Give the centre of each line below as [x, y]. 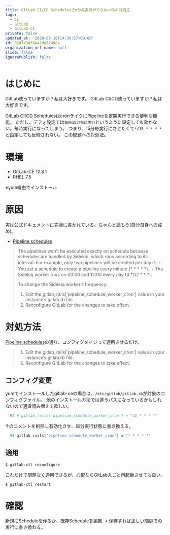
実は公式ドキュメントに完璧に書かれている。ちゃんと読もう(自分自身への [82, 225]
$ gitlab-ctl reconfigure [32, 465]
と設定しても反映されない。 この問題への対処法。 [57, 135]
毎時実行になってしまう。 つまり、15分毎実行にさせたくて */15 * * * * [88, 129]
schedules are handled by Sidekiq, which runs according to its [83, 257]
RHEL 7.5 [22, 177]
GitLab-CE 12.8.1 [30, 172]
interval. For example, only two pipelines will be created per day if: [87, 263]
